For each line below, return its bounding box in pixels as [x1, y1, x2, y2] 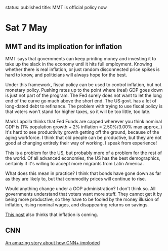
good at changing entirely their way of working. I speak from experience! [5, 140, 157, 146]
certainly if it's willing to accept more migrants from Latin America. [5, 161, 144, 166]
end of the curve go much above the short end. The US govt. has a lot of [5, 98, 157, 103]
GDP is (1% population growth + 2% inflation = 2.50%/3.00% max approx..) [5, 124, 162, 130]
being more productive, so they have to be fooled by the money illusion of [5, 196, 159, 202]
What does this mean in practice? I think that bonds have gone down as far [5, 170, 161, 176]
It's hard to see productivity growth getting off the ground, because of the [5, 129, 159, 135]
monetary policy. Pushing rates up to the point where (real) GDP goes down [5, 87, 163, 93]
